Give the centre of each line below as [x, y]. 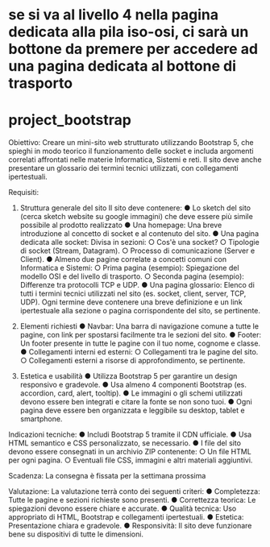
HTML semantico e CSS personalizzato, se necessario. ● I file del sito [125, 443]
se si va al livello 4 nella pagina [114, 15]
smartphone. [41, 419]
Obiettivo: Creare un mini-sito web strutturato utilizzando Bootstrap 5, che [131, 143]
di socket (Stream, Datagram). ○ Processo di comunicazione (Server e [137, 251]
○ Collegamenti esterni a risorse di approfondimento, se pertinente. [133, 361]
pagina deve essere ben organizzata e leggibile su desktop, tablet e [132, 410]
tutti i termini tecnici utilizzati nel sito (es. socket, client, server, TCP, [133, 294]
